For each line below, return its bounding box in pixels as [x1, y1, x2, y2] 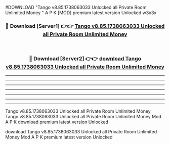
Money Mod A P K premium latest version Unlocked [5, 134, 113, 140]
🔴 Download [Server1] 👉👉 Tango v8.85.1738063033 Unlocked [5, 22, 165, 29]
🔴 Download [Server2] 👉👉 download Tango [28, 55, 142, 62]
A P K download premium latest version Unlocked [5, 119, 109, 125]
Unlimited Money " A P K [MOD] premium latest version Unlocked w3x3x [5, 10, 157, 16]
